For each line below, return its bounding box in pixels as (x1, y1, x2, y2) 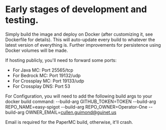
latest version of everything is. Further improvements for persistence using (5, 42, 161, 48)
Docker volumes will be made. (5, 47, 68, 53)
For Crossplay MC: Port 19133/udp (12, 78, 85, 84)
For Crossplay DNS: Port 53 (12, 83, 70, 89)
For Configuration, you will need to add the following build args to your (5, 93, 152, 99)
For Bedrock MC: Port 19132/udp (12, 72, 81, 78)
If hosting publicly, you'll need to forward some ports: (5, 57, 117, 63)
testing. (5, 14, 39, 26)
